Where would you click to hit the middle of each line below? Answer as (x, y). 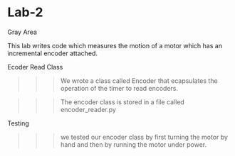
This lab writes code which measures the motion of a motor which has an (115, 45)
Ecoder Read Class (35, 67)
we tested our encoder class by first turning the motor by (144, 137)
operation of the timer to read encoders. (119, 88)
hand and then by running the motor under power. (134, 144)
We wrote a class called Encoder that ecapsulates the (139, 80)
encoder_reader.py (88, 109)
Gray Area (22, 32)
